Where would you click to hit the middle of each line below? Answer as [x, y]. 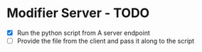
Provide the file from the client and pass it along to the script [106, 41]
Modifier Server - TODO [78, 13]
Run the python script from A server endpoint [83, 33]
